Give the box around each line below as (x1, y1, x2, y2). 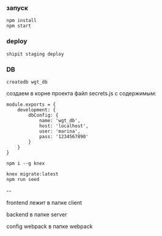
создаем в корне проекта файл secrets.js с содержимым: (6, 89, 157, 97)
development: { (17, 106, 56, 113)
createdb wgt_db (6, 79, 48, 85)
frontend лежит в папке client (6, 199, 83, 206)
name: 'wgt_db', (39, 117, 81, 124)
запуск (6, 4, 29, 12)
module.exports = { (6, 101, 56, 108)
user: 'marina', (39, 128, 81, 135)
